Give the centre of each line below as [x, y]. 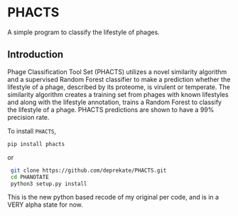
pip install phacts [36, 144]
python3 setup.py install [49, 184]
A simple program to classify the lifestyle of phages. [83, 32]
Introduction [36, 55]
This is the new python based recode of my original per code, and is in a [113, 197]
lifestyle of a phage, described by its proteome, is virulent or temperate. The [119, 87]
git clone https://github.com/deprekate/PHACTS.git [88, 170]
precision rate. [28, 117]
